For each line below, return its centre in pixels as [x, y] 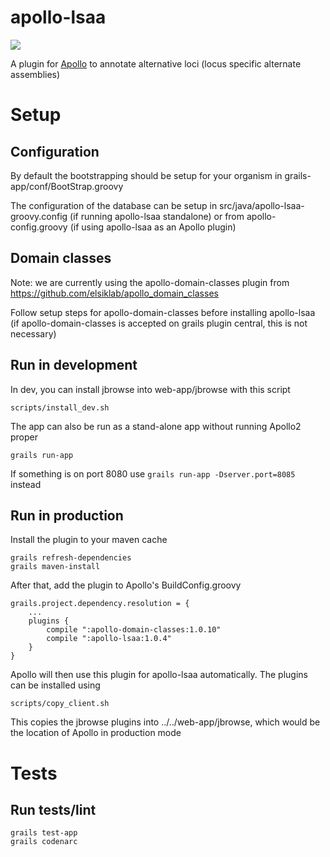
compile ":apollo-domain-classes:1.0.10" [134, 630]
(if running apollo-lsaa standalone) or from [157, 216]
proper [24, 437]
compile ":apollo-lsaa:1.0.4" [109, 639]
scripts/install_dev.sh [60, 407]
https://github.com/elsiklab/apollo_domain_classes [114, 293]
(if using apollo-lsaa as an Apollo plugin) [153, 227]
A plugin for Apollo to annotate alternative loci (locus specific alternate [156, 63]
